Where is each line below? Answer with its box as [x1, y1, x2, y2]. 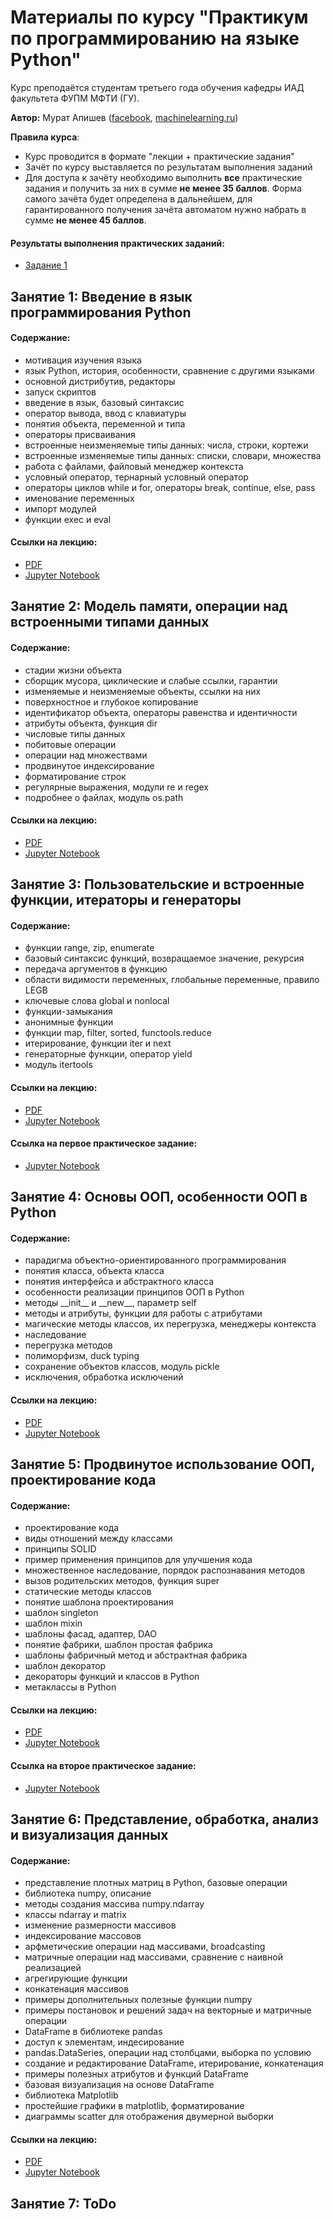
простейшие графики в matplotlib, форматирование [24, 2100, 245, 2112]
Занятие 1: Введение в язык [10, 288, 193, 305]
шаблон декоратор [24, 1660, 107, 1672]
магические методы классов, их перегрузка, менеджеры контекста [24, 1318, 317, 1330]
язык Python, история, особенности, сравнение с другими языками [24, 364, 315, 376]
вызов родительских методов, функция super [24, 1575, 220, 1587]
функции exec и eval [24, 513, 112, 525]
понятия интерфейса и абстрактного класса [24, 1276, 215, 1288]
